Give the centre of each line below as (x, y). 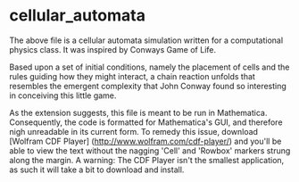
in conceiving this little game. (63, 95)
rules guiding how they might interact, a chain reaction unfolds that (133, 76)
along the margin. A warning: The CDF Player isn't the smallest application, (147, 160)
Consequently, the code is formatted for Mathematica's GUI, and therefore (146, 122)
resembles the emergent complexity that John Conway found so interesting (148, 86)
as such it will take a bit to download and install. (97, 170)
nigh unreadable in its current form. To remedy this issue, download (134, 131)
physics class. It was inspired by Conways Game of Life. (113, 49)
